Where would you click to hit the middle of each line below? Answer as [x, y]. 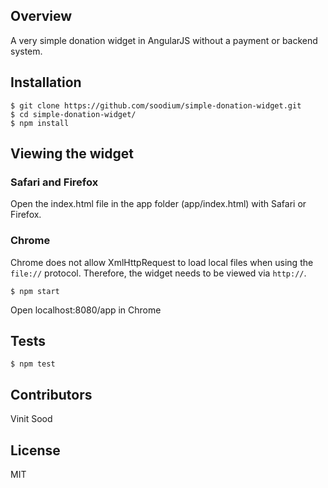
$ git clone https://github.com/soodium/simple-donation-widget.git [156, 105]
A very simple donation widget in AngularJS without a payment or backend [164, 40]
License [35, 450]
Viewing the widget [72, 154]
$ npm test [33, 364]
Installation [46, 82]
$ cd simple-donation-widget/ [73, 114]
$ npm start [35, 291]
